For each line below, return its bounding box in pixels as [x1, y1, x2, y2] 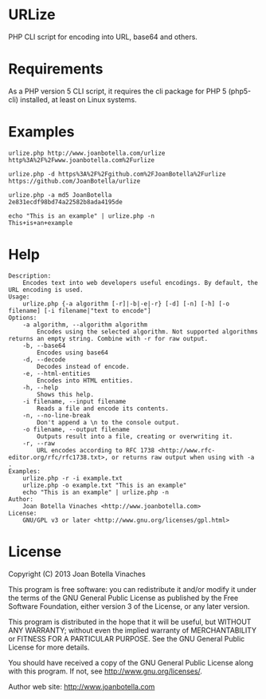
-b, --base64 [22, 342, 66, 349]
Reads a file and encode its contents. [37, 405, 170, 413]
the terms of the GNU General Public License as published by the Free [8, 593, 239, 602]
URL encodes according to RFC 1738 [37, 446, 155, 454]
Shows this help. [37, 390, 94, 398]
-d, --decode [22, 355, 66, 364]
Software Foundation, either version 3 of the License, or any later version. [8, 601, 250, 611]
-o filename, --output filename [22, 425, 130, 433]
